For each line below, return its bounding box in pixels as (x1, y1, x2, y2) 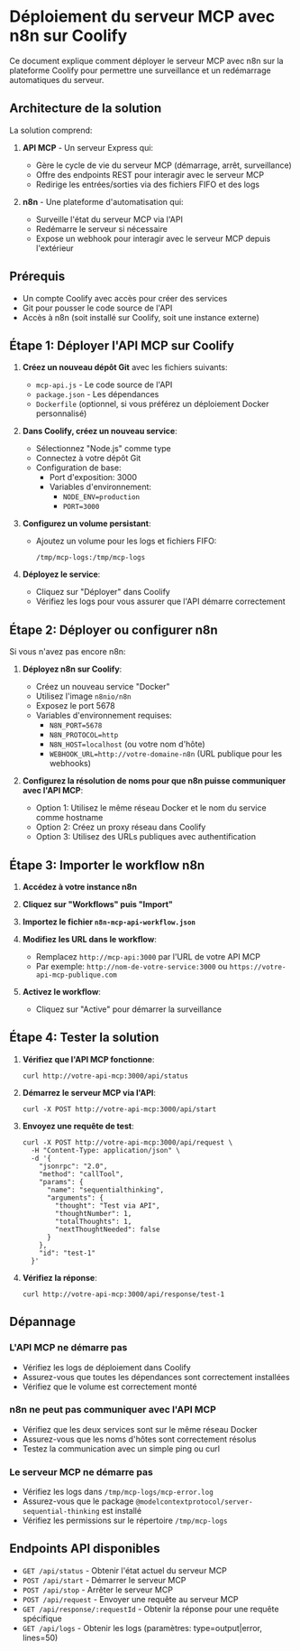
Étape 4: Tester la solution (9, 1030, 159, 1045)
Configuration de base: (35, 462, 122, 473)
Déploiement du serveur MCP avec (9, 6, 276, 27)
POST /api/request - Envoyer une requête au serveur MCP (22, 1593, 239, 1604)
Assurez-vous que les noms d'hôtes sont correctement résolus (22, 1433, 257, 1444)
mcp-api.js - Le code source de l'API (35, 379, 173, 390)
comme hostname (35, 812, 104, 823)
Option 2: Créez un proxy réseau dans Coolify (35, 821, 206, 832)
